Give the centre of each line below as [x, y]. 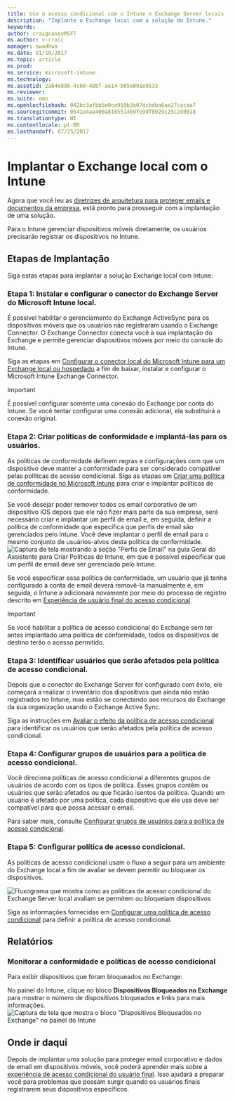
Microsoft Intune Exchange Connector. [63, 376]
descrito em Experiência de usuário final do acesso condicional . [100, 600]
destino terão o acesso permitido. [56, 642]
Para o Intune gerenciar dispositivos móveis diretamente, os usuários [107, 229]
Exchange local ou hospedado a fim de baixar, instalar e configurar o [107, 369]
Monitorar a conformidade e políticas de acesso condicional [112, 962]
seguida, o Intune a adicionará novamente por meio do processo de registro [117, 593]
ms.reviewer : [26, 92]
